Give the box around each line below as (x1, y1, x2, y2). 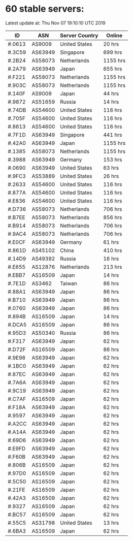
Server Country (60, 31, 98, 39)
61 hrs (103, 238, 119, 245)
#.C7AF (8, 395, 26, 402)
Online (106, 31, 123, 39)
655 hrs (103, 65, 123, 72)
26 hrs (103, 172, 119, 179)
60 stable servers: (5, 3, 85, 15)
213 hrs (103, 263, 123, 270)
